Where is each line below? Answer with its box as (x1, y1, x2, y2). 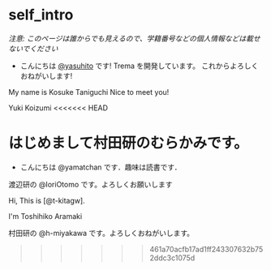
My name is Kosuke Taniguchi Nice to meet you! (8, 87, 170, 96)
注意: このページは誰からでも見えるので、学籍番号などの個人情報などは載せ (8, 33, 261, 43)
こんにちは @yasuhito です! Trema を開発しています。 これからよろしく (19, 61, 259, 71)
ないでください (8, 43, 58, 54)
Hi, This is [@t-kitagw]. (8, 195, 85, 205)
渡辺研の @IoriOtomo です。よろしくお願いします (8, 179, 173, 189)
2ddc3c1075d (149, 253, 196, 263)
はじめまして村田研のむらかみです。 (8, 134, 249, 152)
